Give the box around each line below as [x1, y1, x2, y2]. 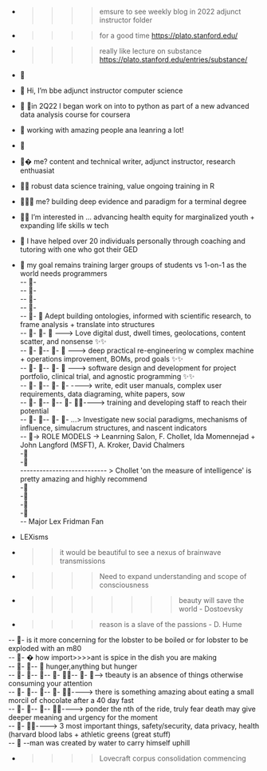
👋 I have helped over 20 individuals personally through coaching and [19, 236, 245, 246]
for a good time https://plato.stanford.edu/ [99, 31, 238, 40]
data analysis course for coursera [19, 110, 131, 119]
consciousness [99, 580, 149, 589]
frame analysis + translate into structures [19, 320, 155, 329]
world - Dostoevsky [179, 604, 243, 613]
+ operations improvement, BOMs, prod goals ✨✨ [19, 354, 183, 363]
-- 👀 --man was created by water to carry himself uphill [8, 738, 190, 747]
